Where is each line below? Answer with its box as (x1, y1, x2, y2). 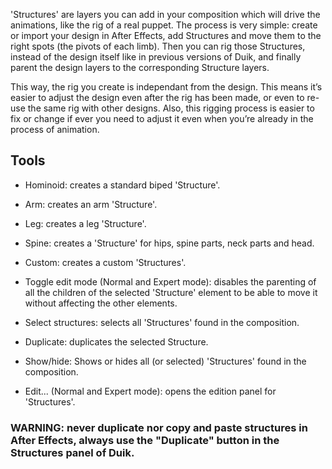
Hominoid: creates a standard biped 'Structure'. (24, 179, 221, 191)
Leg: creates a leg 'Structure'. (24, 217, 147, 229)
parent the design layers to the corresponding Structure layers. (10, 62, 270, 73)
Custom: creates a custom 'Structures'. (24, 256, 187, 268)
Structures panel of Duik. (10, 445, 135, 459)
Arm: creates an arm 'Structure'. (24, 198, 158, 210)
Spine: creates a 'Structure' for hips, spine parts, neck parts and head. (24, 237, 315, 249)
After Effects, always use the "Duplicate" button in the (10, 433, 280, 447)
